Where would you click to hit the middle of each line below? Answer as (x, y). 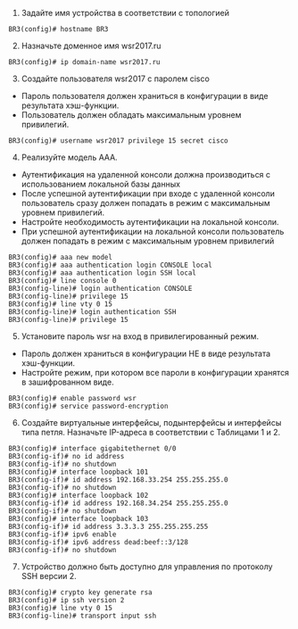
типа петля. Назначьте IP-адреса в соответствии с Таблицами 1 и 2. (151, 432)
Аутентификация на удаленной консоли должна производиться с (146, 174)
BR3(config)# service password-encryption (88, 406)
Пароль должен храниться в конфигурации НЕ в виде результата (146, 353)
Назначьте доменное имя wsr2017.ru (91, 46)
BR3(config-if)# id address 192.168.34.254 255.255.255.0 (118, 503)
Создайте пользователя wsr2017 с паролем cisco (116, 79)
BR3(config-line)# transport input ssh (83, 616)
